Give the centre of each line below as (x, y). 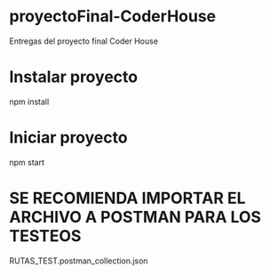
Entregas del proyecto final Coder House (83, 41)
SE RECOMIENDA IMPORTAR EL (127, 198)
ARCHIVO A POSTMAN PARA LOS (135, 217)
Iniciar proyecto (68, 137)
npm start (27, 162)
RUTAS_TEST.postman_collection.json (79, 261)
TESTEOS (45, 236)
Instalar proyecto (74, 77)
